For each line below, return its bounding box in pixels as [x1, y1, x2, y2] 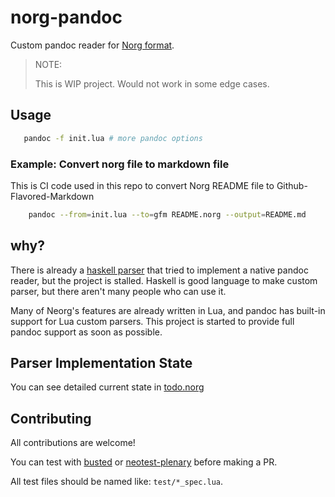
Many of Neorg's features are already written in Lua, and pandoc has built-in [10, 304, 326, 316]
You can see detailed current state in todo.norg [10, 381, 205, 393]
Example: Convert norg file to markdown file [10, 157, 230, 171]
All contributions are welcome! [10, 437, 136, 449]
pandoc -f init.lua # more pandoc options [23, 133, 203, 143]
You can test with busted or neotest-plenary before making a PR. [10, 456, 278, 468]
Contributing [10, 410, 92, 427]
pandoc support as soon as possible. [10, 326, 163, 338]
